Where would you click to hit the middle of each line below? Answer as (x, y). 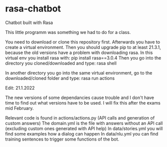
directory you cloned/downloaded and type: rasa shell (61, 63)
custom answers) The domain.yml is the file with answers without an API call (84, 123)
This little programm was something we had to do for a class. (68, 32)
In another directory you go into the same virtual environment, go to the (79, 72)
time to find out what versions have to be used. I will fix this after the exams (83, 102)
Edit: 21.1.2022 (20, 87)
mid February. (19, 108)
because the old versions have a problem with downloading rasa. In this (79, 52)
